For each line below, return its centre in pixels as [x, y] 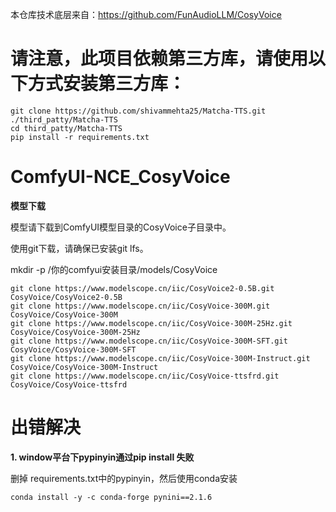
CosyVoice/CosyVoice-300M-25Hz [75, 332]
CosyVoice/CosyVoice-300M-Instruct [84, 367]
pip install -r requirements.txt [80, 137]
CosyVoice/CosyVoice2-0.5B [66, 297]
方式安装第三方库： [107, 84]
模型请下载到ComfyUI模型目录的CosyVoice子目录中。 [121, 227]
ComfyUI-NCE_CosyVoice [120, 177]
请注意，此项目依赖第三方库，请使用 [159, 59]
